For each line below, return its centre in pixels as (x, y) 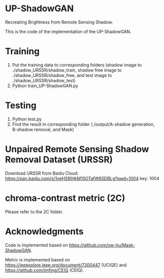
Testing (21, 105)
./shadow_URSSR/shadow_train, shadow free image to (67, 70)
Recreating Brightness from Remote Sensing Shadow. (59, 22)
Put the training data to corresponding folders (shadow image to (77, 65)
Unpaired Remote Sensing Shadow (77, 149)
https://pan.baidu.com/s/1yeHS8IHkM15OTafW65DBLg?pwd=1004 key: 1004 (82, 178)
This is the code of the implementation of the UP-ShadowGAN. (68, 31)
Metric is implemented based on (37, 259)
